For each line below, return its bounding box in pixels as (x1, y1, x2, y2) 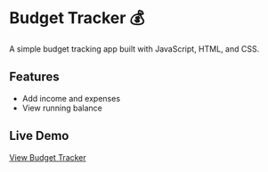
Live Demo (9, 128, 69, 143)
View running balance (21, 102, 102, 113)
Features (9, 70, 60, 85)
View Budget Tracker (9, 152, 86, 162)
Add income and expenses (21, 93, 121, 103)
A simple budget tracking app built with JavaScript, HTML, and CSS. (9, 43, 260, 54)
